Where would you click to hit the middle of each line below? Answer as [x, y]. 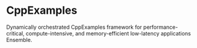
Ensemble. [19, 40]
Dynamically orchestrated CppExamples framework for [74, 27]
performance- [161, 27]
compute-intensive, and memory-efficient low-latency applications [108, 33]
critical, [16, 33]
